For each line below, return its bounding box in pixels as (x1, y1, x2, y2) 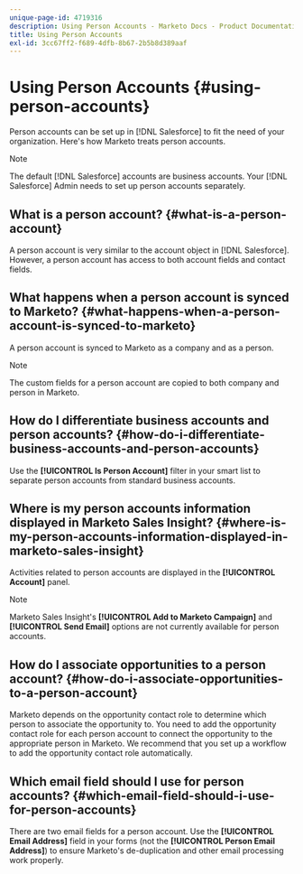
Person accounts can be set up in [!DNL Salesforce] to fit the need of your (9, 126, 285, 137)
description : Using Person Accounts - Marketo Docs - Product (9, 22, 248, 31)
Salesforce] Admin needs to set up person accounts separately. (9, 181, 246, 191)
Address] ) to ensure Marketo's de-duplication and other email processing (9, 845, 284, 856)
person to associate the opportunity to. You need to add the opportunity (9, 719, 277, 730)
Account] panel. (9, 577, 70, 588)
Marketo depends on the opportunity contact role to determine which (9, 710, 267, 721)
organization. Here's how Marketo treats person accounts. (9, 136, 226, 147)
